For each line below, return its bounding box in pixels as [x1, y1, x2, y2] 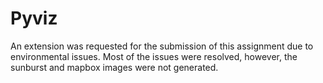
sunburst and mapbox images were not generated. [10, 61, 219, 73]
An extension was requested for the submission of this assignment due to [10, 40, 314, 52]
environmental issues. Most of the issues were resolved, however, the [10, 50, 298, 62]
